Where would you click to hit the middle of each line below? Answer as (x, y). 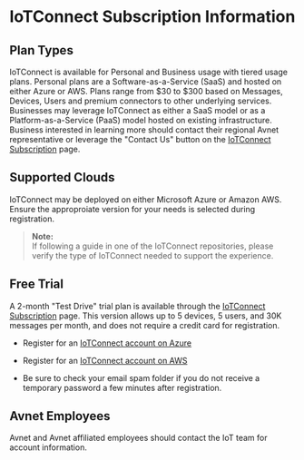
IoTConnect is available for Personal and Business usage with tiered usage (149, 72)
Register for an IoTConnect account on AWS (105, 360)
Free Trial (36, 284)
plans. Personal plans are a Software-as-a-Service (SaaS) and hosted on (146, 82)
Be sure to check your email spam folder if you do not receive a (141, 377)
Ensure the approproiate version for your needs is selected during (132, 209)
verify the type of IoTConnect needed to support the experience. (152, 255)
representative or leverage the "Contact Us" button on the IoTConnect (140, 139)
